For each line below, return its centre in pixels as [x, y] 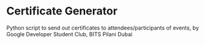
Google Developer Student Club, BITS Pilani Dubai [69, 34]
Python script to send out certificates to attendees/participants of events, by [103, 28]
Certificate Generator [62, 11]
